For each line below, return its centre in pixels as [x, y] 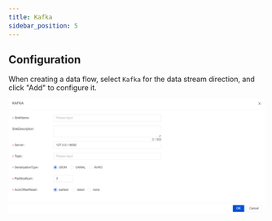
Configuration [45, 60]
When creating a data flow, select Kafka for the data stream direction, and [132, 79]
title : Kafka [31, 17]
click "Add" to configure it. [53, 88]
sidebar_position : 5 [44, 26]
